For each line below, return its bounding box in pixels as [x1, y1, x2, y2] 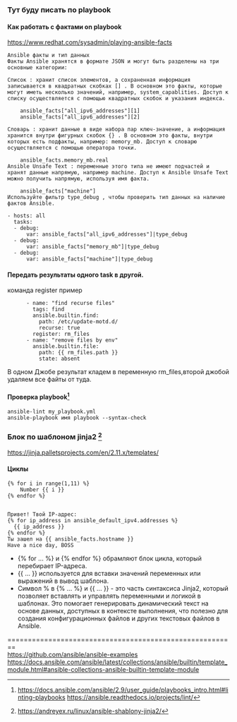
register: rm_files [32, 330, 90, 338]
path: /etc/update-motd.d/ [38, 318, 119, 325]
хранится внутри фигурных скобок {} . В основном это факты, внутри [7, 132, 213, 139]
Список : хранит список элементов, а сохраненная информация [7, 76, 191, 84]
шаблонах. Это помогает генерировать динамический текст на [17, 599, 209, 608]
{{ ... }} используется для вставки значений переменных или [17, 570, 201, 578]
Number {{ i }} [20, 486, 65, 493]
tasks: [13, 219, 33, 226]
